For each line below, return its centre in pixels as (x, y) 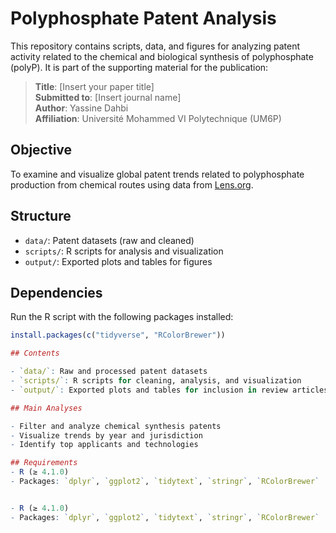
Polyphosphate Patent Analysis (143, 18)
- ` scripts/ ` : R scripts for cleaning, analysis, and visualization (156, 381)
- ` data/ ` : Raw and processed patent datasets (109, 372)
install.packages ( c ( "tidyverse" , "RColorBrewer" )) (118, 335)
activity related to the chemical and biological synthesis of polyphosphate (162, 56)
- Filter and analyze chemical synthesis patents (116, 426)
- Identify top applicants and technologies (104, 445)
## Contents (35, 353)
